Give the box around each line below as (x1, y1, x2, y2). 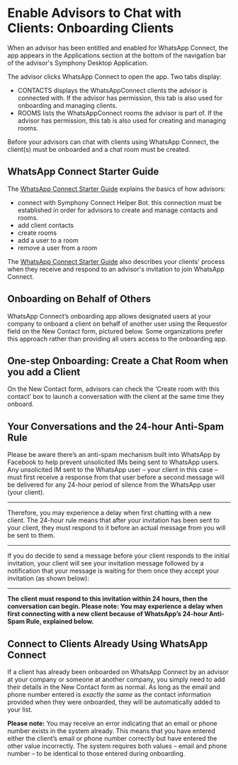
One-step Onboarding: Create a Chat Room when (7, 355, 229, 367)
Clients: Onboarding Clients (7, 20, 174, 36)
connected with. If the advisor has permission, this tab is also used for (17, 94, 223, 102)
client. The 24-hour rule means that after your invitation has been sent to (7, 516, 220, 524)
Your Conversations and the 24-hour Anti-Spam (7, 420, 225, 432)
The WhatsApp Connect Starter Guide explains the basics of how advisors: (7, 185, 226, 193)
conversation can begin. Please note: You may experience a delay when (7, 602, 223, 611)
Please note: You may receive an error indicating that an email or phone (7, 719, 217, 727)
